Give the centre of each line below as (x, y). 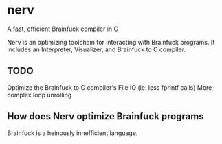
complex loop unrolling (40, 95)
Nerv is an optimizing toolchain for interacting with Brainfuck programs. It (111, 42)
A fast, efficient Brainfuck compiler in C (63, 29)
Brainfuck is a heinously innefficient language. (73, 133)
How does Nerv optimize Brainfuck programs (106, 116)
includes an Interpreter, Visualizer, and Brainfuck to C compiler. (96, 49)
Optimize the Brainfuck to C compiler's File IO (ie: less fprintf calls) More (110, 87)
